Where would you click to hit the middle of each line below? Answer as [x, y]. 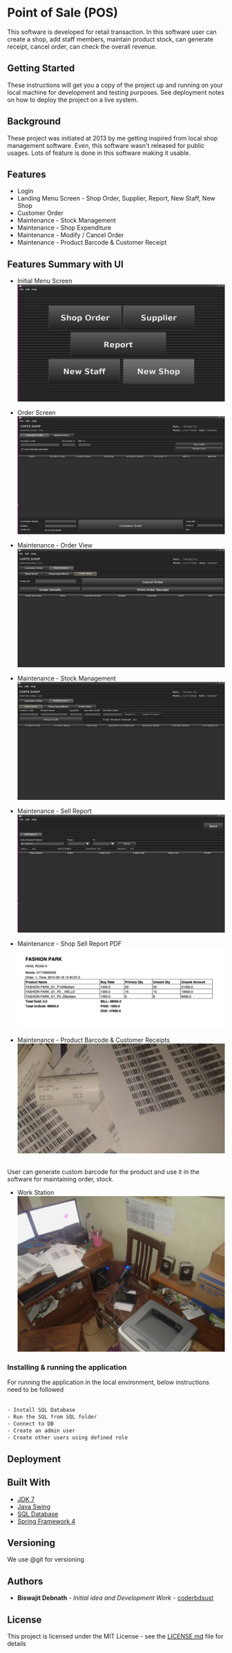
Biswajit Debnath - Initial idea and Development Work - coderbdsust [115, 1598]
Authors [25, 1581]
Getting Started [41, 68]
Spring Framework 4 [46, 1521]
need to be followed [36, 1390]
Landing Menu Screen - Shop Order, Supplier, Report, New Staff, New [116, 198]
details [17, 1644]
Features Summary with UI [66, 264]
